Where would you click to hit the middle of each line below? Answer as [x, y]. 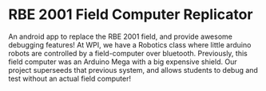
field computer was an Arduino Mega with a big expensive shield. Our [123, 62]
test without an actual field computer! [70, 78]
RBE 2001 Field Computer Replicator [131, 15]
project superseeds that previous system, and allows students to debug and [133, 70]
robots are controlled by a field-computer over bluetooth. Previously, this [128, 53]
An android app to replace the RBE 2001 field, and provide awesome [121, 36]
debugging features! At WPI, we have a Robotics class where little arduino [130, 44]
